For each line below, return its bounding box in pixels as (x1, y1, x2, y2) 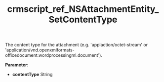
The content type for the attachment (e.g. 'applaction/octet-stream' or (5, 42, 148, 48)
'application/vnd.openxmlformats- (5, 47, 75, 53)
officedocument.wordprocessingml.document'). (5, 52, 103, 58)
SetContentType (48, 14, 118, 25)
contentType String (12, 72, 53, 78)
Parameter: (5, 62, 29, 68)
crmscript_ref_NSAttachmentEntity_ (7, 3, 159, 15)
